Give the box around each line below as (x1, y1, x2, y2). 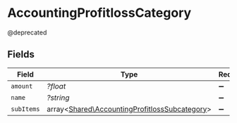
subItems (11, 105, 40, 113)
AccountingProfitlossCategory (7, 5, 192, 21)
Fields (7, 48, 35, 60)
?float (47, 81, 66, 91)
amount (11, 82, 33, 90)
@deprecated (7, 28, 47, 37)
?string (47, 93, 70, 103)
